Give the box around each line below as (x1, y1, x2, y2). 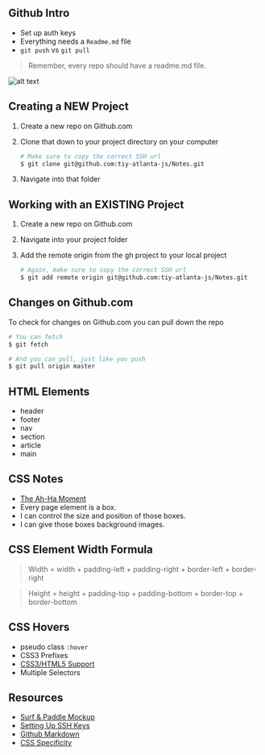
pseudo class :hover (19, 641, 89, 652)
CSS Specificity (19, 738, 72, 748)
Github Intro (8, 6, 70, 20)
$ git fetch (8, 340, 48, 348)
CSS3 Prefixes (19, 650, 68, 660)
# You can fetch (8, 332, 63, 341)
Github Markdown (19, 729, 81, 739)
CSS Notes (8, 472, 64, 486)
